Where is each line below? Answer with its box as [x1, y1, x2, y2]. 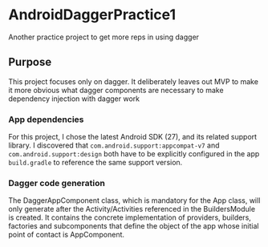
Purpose [8, 55, 52, 69]
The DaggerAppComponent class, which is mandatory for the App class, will [8, 196, 261, 205]
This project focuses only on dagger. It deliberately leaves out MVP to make [8, 76, 259, 86]
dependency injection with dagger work [8, 94, 140, 103]
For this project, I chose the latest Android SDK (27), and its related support [8, 132, 258, 142]
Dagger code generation [8, 177, 106, 188]
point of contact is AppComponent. [8, 230, 125, 240]
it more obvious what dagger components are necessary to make [8, 85, 224, 95]
